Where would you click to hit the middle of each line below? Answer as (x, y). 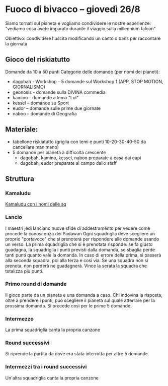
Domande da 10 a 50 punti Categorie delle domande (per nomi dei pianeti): (82, 72)
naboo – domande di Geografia (45, 113)
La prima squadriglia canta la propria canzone (53, 330)
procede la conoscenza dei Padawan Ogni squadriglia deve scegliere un (80, 233)
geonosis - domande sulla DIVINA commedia (59, 92)
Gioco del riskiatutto (38, 60)
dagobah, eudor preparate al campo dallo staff (68, 163)
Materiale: (22, 130)
